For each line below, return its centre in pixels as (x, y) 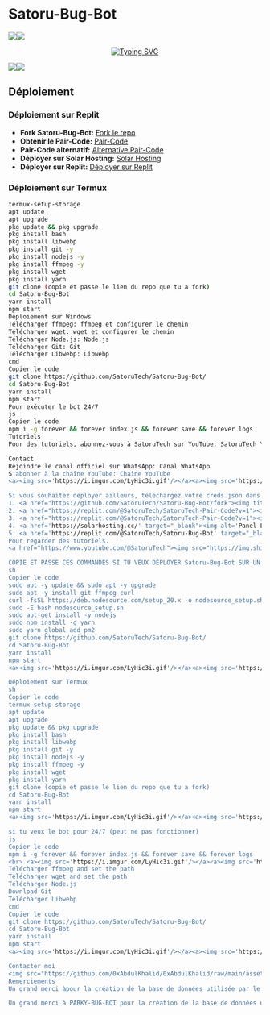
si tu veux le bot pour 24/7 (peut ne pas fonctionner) (104, 832)
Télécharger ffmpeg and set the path (72, 869)
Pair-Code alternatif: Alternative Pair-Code (92, 149)
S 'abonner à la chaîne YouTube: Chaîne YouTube (90, 474)
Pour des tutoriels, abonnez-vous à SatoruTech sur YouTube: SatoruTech (133, 444)
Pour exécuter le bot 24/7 (53, 407)
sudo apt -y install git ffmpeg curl (72, 593)
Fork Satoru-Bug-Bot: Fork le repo (78, 132)
